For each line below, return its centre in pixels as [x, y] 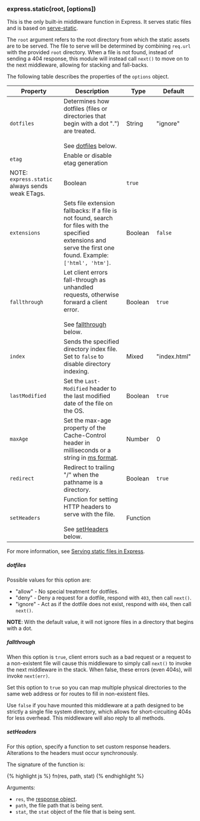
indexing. [77, 372]
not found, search [88, 218]
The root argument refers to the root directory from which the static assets [98, 40]
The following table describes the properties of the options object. [88, 77]
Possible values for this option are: [49, 580]
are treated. [80, 131]
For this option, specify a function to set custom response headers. [89, 747]
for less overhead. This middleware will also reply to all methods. [86, 718]
